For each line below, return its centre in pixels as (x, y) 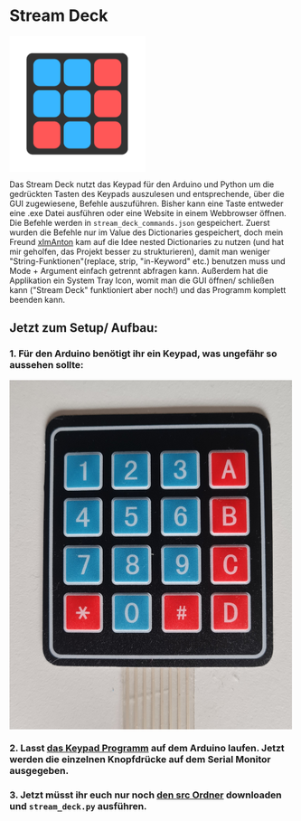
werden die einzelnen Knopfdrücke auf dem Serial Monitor (140, 759)
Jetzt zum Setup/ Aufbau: (84, 328)
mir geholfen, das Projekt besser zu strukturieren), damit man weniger (140, 251)
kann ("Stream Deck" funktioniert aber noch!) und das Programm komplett (148, 289)
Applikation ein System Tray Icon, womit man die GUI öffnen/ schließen (142, 280)
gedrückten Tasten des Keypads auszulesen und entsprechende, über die (147, 193)
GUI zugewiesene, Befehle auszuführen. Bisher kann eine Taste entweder (146, 203)
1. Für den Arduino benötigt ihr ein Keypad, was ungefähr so (143, 354)
